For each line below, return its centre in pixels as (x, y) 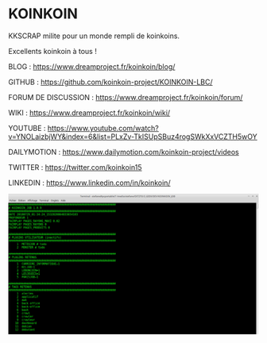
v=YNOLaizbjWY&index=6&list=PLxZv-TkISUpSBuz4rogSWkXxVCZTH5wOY (133, 137)
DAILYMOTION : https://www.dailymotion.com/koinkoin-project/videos (124, 152)
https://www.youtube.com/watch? (103, 128)
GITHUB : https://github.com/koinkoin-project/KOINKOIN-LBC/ (110, 82)
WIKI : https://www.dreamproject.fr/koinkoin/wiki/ (89, 113)
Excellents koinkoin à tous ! (52, 51)
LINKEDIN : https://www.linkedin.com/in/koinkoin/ (89, 183)
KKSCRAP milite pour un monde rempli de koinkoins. (94, 36)
